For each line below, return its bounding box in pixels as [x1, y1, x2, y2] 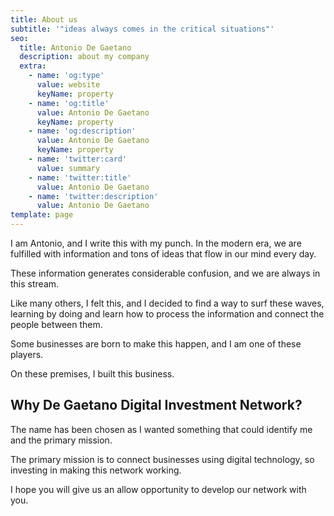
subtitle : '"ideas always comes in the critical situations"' [10, 24, 275, 34]
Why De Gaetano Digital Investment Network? [10, 397, 303, 414]
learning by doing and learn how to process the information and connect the [10, 308, 325, 320]
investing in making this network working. [10, 464, 182, 476]
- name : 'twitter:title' [28, 172, 132, 183]
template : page [10, 210, 74, 220]
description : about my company [19, 52, 150, 62]
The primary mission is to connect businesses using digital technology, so [10, 453, 315, 465]
